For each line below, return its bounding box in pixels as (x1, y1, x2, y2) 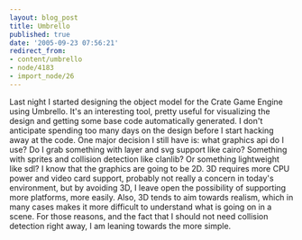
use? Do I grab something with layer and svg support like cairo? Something (9, 144, 288, 155)
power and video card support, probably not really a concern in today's (9, 173, 274, 183)
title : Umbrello (9, 22, 70, 31)
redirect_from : (9, 47, 67, 56)
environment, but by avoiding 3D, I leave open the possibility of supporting (9, 182, 287, 193)
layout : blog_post (9, 13, 78, 22)
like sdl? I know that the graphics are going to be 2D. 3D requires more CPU (9, 163, 290, 173)
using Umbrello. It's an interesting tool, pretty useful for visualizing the (9, 105, 270, 117)
